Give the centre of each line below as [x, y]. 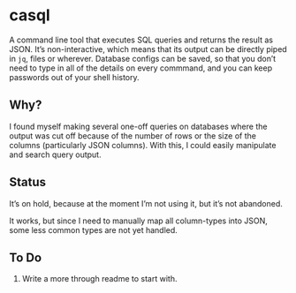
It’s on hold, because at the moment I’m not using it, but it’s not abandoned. [146, 203]
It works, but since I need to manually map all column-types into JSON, [138, 221]
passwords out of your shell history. [74, 77]
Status [28, 182]
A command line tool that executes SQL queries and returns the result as [141, 40]
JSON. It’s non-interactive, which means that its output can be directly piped [148, 49]
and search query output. [55, 154]
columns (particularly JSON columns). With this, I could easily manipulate [143, 145]
